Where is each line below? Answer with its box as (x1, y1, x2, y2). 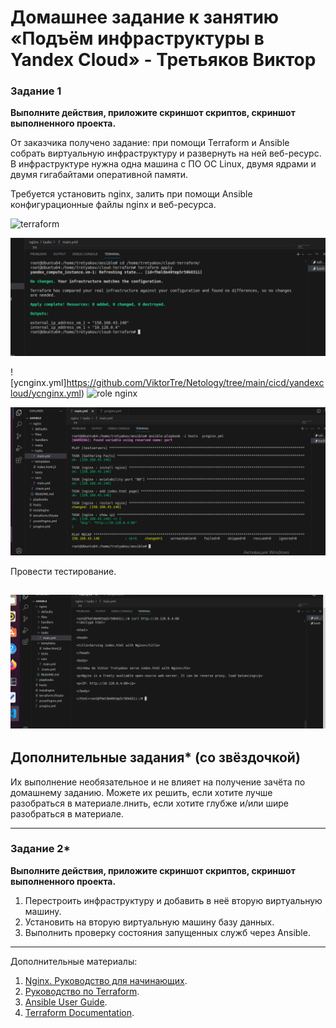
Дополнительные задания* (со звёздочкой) (10, 749, 301, 766)
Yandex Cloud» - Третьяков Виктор (10, 49, 317, 71)
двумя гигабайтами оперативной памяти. (10, 169, 189, 181)
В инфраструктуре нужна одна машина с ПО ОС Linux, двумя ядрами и (10, 158, 317, 170)
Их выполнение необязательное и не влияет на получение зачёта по (10, 776, 306, 788)
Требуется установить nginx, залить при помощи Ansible (10, 188, 253, 200)
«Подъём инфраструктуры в (10, 27, 265, 50)
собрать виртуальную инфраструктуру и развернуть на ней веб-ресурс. (10, 147, 322, 160)
